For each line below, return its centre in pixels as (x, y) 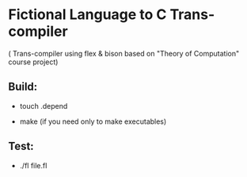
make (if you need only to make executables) (93, 121)
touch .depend (44, 106)
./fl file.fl (33, 165)
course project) (33, 62)
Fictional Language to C (87, 15)
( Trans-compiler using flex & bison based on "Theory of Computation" (124, 53)
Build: (23, 87)
